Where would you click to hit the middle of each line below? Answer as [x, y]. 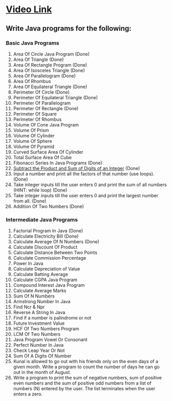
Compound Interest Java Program [49, 285]
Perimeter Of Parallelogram [42, 103]
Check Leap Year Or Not [39, 351]
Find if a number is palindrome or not [52, 318]
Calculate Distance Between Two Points [55, 252]
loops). [147, 174]
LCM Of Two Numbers [37, 334]
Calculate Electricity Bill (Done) [46, 236]
